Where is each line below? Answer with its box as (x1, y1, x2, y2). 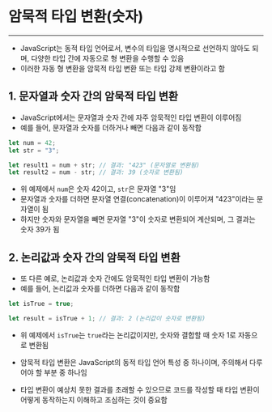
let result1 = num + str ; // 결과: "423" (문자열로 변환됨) (8, 161, 200, 169)
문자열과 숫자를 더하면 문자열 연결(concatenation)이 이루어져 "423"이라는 (19, 194, 255, 204)
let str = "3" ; (8, 147, 60, 155)
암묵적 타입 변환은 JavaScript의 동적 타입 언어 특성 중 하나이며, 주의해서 (19, 357, 249, 367)
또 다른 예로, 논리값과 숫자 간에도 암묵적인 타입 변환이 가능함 (19, 274, 210, 283)
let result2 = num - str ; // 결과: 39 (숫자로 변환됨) (8, 168, 184, 176)
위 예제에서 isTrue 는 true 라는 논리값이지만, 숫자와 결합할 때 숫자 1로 (19, 329, 236, 340)
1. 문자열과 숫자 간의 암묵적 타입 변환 (8, 90, 179, 104)
